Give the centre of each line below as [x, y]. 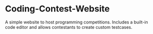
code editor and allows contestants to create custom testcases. [69, 27]
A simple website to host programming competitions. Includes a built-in [76, 22]
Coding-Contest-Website [57, 9]
